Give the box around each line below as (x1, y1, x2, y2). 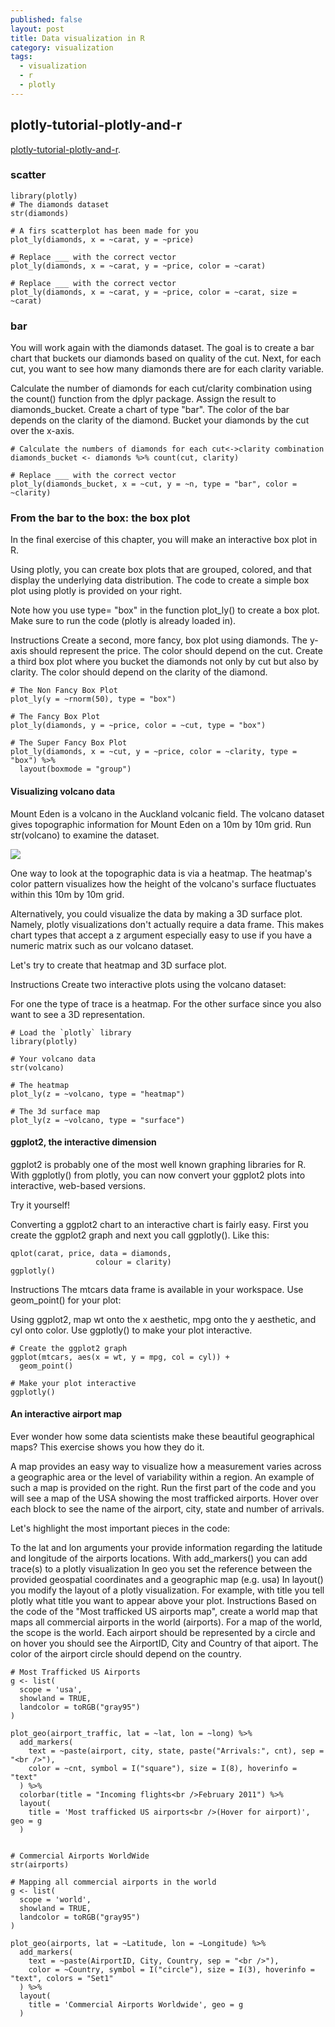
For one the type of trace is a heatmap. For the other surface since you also (10, 997, 322, 1010)
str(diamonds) (10, 208, 70, 218)
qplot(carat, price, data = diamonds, (10, 1248, 172, 1258)
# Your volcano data (10, 1054, 97, 1064)
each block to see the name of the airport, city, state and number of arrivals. (10, 1503, 325, 1515)
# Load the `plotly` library (10, 1027, 132, 1038)
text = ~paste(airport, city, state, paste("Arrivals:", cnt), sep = (28, 1746, 325, 1756)
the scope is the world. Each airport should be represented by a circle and (10, 1627, 316, 1639)
